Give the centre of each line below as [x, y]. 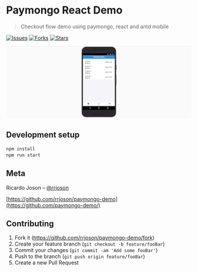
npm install [21, 149]
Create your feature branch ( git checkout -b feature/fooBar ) [90, 244]
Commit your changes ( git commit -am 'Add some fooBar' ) [86, 250]
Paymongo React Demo [64, 10]
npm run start [24, 155]
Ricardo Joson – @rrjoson [37, 187]
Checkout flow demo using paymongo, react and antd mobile [95, 26]
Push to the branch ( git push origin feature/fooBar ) [80, 257]
